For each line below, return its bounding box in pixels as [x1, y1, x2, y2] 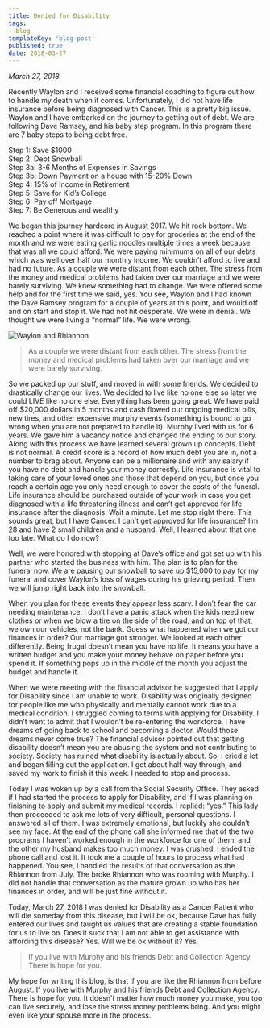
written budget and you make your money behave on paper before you [8, 650, 243, 659]
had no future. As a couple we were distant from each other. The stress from [8, 263, 263, 273]
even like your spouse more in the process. [8, 1010, 152, 1020]
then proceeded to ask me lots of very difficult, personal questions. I [8, 810, 235, 819]
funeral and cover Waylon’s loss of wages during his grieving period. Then [8, 574, 255, 584]
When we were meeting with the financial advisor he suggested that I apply [8, 682, 259, 692]
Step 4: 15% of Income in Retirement [8, 180, 131, 189]
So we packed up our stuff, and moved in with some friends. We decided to [8, 379, 259, 388]
